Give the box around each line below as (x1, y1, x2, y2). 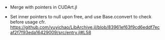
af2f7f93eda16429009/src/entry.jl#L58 (10, 30, 92, 35)
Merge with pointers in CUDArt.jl (10, 4, 77, 10)
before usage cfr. (10, 19, 46, 25)
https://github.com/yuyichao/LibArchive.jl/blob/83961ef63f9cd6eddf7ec (10, 24, 160, 30)
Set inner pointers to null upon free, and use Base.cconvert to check (10, 14, 152, 19)
